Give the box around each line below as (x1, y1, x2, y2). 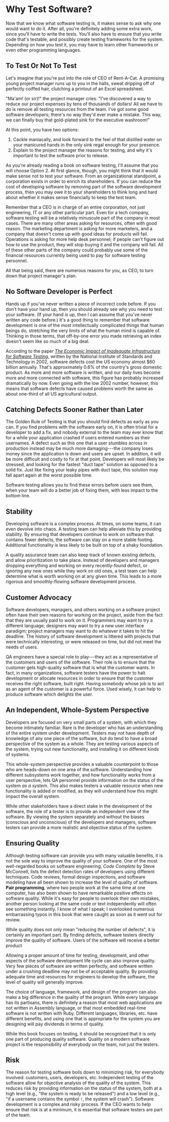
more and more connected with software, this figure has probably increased (6, 374, 163, 381)
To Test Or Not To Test (6, 61, 77, 70)
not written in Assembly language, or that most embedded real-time (6, 1005, 146, 1011)
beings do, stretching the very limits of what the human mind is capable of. (6, 327, 160, 334)
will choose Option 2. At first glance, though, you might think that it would (6, 167, 158, 173)
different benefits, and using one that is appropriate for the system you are (6, 1015, 160, 1021)
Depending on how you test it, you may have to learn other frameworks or (6, 41, 159, 47)
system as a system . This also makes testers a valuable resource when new (6, 782, 163, 788)
